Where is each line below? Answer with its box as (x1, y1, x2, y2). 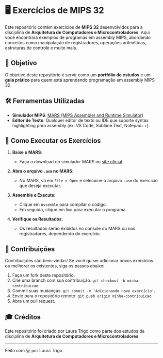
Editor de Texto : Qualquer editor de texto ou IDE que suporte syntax (12, 117, 149, 123)
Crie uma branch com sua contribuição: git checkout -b (12, 277, 125, 283)
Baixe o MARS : (12, 150, 43, 155)
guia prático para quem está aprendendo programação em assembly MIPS (5, 77, 155, 83)
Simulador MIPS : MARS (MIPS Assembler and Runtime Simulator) (12, 112, 144, 118)
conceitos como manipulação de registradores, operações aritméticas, (5, 39, 147, 45)
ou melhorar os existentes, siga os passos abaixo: (5, 263, 105, 269)
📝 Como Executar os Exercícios (5, 136, 101, 145)
